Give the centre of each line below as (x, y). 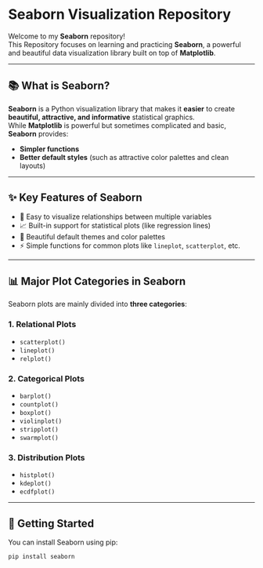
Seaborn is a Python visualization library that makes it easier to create (122, 108)
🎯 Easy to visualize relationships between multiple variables (115, 217)
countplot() (39, 404)
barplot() (36, 396)
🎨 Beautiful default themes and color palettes (92, 236)
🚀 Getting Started (51, 523)
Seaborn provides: (38, 133)
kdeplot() (36, 484)
